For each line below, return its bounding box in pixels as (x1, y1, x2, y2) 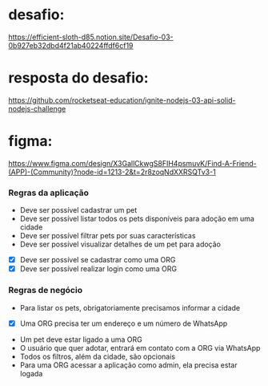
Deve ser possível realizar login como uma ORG (19, 264, 178, 274)
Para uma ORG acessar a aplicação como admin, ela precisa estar (19, 360, 238, 370)
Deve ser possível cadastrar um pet (19, 205, 138, 215)
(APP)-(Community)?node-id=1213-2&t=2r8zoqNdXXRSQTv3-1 (8, 167, 216, 177)
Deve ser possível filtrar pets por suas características (19, 231, 196, 241)
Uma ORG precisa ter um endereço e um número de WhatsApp (19, 319, 228, 328)
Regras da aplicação (8, 187, 90, 198)
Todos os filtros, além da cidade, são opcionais (19, 351, 176, 361)
